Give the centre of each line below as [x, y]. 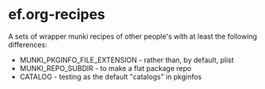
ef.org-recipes [57, 15]
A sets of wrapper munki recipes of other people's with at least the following [132, 36]
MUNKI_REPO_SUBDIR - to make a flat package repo [106, 68]
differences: [28, 44]
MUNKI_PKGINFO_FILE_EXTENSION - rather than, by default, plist [127, 60]
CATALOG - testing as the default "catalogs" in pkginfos [110, 76]
